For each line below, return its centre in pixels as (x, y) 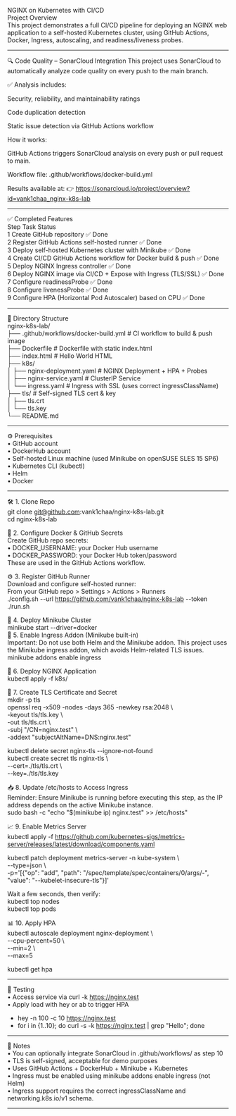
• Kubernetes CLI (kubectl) (46, 466)
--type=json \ (27, 865)
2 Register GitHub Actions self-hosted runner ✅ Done (85, 242)
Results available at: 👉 (41, 188)
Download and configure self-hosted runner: (72, 584)
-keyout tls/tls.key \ (35, 715)
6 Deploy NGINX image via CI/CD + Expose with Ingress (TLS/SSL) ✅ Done (116, 274)
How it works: (27, 139)
